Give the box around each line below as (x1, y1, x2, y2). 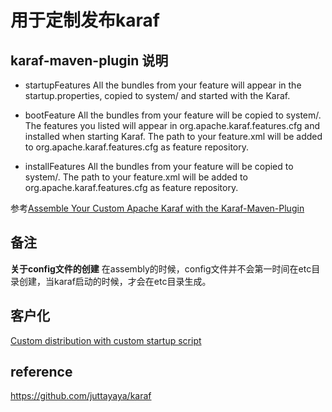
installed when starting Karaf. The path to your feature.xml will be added (24, 131, 323, 142)
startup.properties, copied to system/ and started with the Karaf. (24, 90, 291, 101)
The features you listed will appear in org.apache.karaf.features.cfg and (24, 120, 321, 131)
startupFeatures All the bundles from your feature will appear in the (24, 79, 302, 91)
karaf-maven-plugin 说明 (10, 52, 169, 69)
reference (10, 364, 73, 381)
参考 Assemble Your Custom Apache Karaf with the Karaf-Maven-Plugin (10, 202, 305, 214)
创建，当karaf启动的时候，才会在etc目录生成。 (18, 275, 212, 287)
